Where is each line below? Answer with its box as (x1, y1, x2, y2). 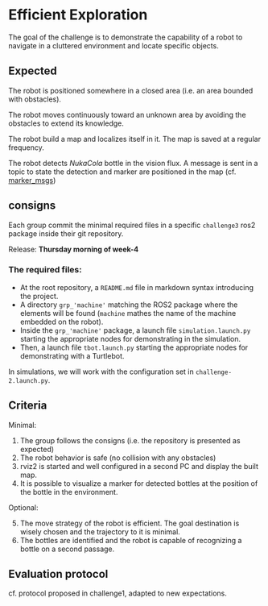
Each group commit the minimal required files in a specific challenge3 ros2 (8, 220, 256, 230)
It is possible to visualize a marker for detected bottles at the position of (19, 478, 258, 488)
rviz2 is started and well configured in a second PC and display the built (19, 461, 259, 471)
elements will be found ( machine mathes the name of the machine (19, 308, 237, 318)
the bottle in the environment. (19, 487, 118, 496)
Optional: (8, 502, 39, 513)
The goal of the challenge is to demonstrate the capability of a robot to (8, 32, 243, 42)
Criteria (8, 399, 47, 413)
